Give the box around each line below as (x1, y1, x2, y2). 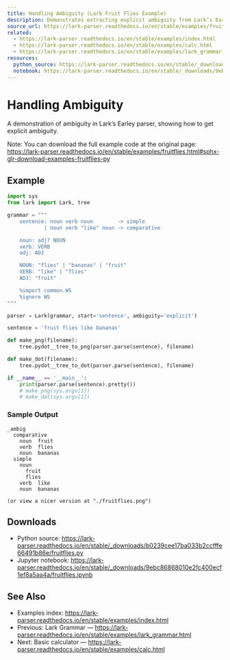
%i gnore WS (19, 293, 51, 300)
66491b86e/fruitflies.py (16, 549, 84, 557)
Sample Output (7, 410, 58, 419)
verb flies (19, 443, 53, 450)
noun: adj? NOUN (19, 237, 66, 244)
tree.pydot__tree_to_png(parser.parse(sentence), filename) (19, 344, 194, 351)
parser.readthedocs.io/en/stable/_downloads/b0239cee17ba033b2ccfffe (16, 541, 222, 550)
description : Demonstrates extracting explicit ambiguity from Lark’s (7, 16, 213, 23)
